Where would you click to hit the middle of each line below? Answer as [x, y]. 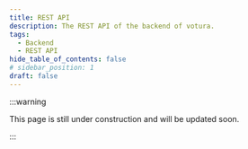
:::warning [28, 101]
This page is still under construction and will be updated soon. [124, 118]
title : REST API [40, 18]
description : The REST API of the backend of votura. [112, 26]
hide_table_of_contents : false [68, 59]
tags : [19, 34]
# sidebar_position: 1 [52, 68]
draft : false [34, 76]
